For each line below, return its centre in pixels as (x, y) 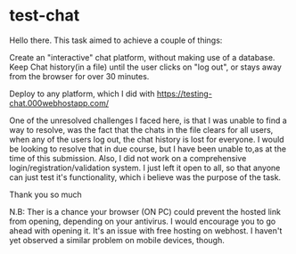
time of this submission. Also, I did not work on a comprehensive (128, 158)
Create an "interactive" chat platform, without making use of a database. (142, 57)
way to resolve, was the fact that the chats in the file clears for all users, (141, 129)
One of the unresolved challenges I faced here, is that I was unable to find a (148, 120)
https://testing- (184, 94)
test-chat (45, 16)
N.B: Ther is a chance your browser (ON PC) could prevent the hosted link (145, 211)
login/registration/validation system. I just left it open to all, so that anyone (145, 168)
